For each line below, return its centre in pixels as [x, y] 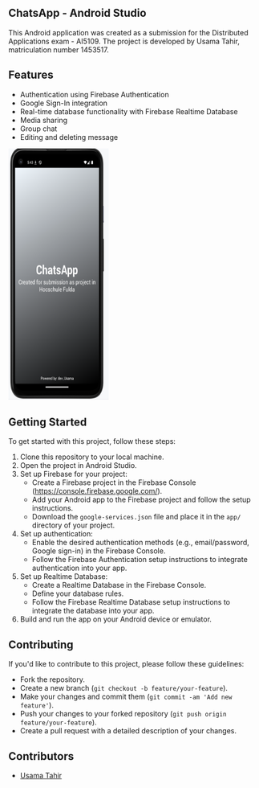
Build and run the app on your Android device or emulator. [116, 619]
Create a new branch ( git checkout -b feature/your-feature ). [124, 688]
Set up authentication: [57, 534]
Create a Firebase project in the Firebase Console [114, 482]
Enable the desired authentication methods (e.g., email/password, [141, 543]
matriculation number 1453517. [59, 49]
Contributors [41, 756]
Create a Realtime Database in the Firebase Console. [119, 585]
